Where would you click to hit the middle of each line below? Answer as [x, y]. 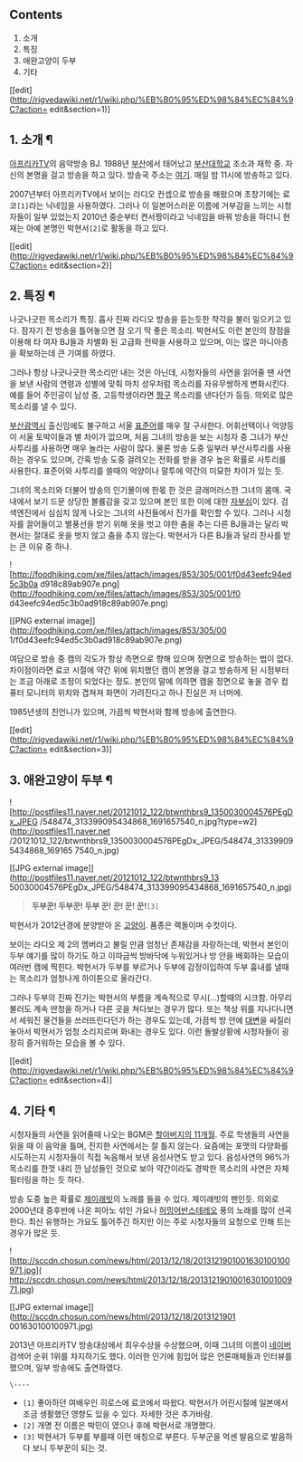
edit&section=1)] [80, 109]
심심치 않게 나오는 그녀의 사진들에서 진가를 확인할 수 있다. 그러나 [161, 513]
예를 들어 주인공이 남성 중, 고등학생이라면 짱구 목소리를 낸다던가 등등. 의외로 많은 [151, 395]
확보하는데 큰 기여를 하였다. [67, 353]
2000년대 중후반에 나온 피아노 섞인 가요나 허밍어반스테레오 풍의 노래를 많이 [142, 1210]
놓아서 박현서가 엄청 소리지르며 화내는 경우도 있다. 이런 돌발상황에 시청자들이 [145, 1032]
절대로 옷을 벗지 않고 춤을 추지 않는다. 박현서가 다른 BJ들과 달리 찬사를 [157, 535]
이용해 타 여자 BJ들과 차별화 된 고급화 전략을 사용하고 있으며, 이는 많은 [133, 342]
